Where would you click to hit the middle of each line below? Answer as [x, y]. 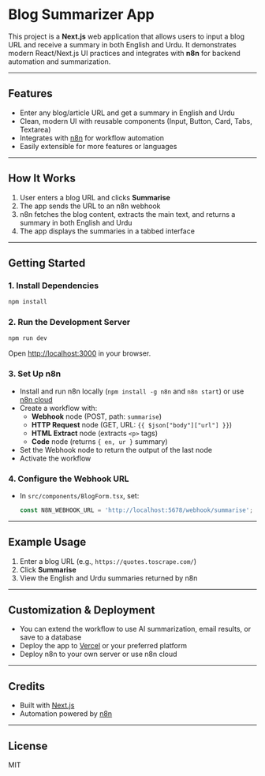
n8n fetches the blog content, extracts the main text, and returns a [127, 214]
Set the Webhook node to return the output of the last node [116, 450]
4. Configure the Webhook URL [69, 479]
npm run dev [28, 338]
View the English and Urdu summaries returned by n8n [108, 578]
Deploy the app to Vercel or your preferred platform [103, 646]
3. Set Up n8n [35, 374]
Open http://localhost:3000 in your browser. [80, 353]
